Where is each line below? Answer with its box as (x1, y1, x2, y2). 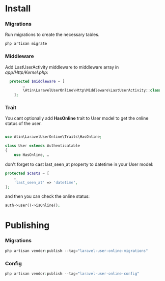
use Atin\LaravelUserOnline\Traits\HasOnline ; (5, 134, 102, 139)
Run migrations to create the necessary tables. (5, 31, 100, 37)
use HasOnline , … (14, 153, 50, 157)
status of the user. (5, 121, 42, 126)
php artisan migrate (5, 41, 48, 46)
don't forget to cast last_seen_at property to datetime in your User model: (5, 161, 154, 167)
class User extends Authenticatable (5, 143, 80, 148)
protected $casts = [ (5, 171, 50, 176)
